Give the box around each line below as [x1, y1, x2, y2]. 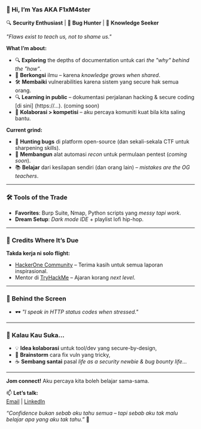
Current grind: [6, 127, 43, 134]
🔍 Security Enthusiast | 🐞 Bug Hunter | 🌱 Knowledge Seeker [6, 19, 159, 26]
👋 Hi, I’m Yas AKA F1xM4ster [6, 5, 91, 14]
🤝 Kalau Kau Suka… [6, 331, 65, 339]
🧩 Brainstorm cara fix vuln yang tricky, [14, 351, 111, 358]
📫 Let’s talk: [6, 390, 39, 397]
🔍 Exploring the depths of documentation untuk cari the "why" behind [14, 57, 190, 64]
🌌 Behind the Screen [6, 294, 67, 302]
